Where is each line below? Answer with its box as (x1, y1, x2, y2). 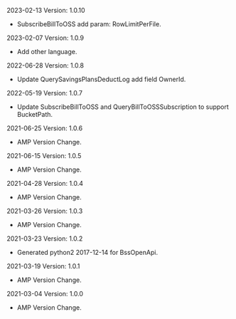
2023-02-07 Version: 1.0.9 (6, 33, 85, 42)
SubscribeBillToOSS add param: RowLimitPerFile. (16, 20, 161, 28)
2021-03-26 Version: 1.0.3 (6, 206, 83, 215)
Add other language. (16, 48, 77, 56)
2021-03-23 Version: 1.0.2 (6, 234, 83, 243)
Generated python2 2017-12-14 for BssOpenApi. (16, 249, 158, 256)
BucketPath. (16, 110, 53, 118)
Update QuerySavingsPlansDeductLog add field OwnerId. (16, 75, 186, 83)
